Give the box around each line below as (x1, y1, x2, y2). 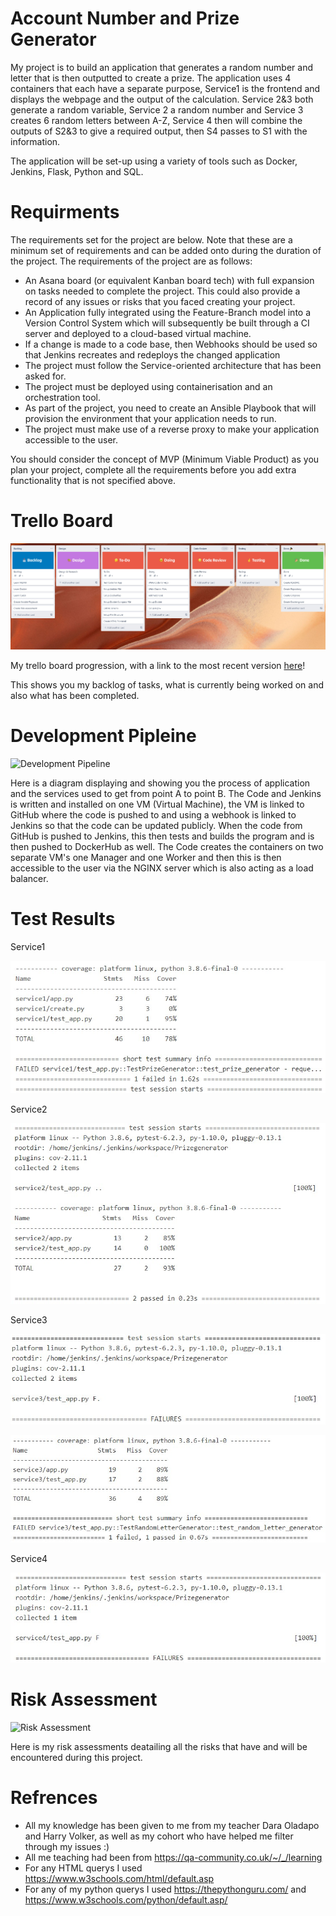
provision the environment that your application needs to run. (24, 412, 277, 424)
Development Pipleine (10, 724, 197, 747)
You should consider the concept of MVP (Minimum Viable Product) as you (10, 453, 320, 465)
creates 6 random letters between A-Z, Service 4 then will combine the (10, 114, 303, 126)
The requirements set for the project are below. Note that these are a (10, 233, 293, 246)
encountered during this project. (10, 1751, 143, 1763)
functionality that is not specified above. (10, 474, 176, 486)
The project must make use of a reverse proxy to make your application (24, 423, 320, 435)
